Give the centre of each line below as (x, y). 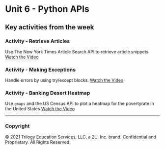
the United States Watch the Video (40, 109)
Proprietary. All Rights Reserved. (38, 142)
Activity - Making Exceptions (41, 70)
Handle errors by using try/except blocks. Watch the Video (64, 80)
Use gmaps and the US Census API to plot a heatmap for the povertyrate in (80, 103)
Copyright (17, 126)
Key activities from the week (50, 27)
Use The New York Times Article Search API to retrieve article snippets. (77, 51)
